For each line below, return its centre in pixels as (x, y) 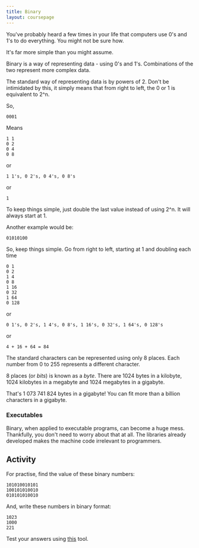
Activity (21, 460)
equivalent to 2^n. (28, 94)
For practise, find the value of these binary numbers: (70, 474)
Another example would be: (40, 227)
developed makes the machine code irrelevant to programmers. (84, 441)
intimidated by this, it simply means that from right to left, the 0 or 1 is (91, 88)
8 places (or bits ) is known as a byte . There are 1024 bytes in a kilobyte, (94, 375)
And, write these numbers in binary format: (59, 506)
